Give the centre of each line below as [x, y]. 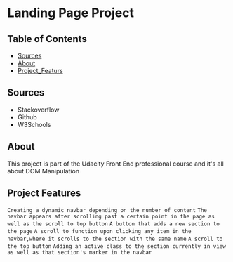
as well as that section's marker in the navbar [80, 253]
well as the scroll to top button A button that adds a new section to [113, 224]
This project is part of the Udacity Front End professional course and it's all [116, 164]
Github [27, 117]
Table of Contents [47, 39]
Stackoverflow [38, 110]
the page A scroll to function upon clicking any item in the [99, 232]
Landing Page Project [71, 13]
